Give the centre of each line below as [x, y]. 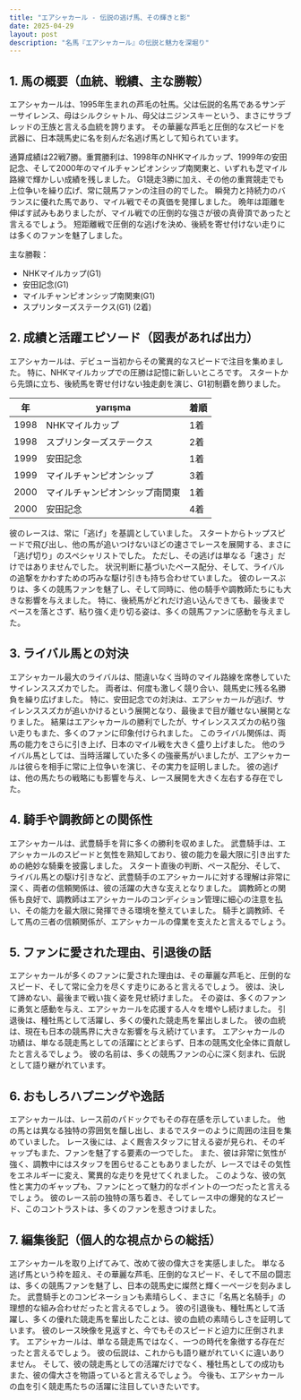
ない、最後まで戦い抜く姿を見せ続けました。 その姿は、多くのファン [159, 998]
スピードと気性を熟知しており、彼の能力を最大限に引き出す [174, 854]
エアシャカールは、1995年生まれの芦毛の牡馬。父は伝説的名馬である [136, 105]
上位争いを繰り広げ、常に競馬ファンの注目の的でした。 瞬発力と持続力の [143, 191]
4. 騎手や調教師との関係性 [81, 820]
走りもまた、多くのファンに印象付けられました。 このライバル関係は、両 [151, 733]
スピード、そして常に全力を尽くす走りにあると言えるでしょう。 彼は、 [139, 987]
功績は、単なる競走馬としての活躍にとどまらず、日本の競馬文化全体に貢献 [146, 1043]
